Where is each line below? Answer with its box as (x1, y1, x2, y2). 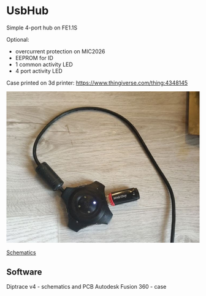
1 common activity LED (15, 61, 74, 68)
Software (6, 267, 42, 277)
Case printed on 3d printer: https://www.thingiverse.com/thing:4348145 (6, 79, 188, 86)
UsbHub (6, 4, 49, 18)
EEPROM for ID (15, 54, 54, 61)
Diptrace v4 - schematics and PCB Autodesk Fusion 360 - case (6, 283, 167, 290)
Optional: (6, 36, 29, 43)
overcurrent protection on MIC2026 (15, 47, 105, 55)
